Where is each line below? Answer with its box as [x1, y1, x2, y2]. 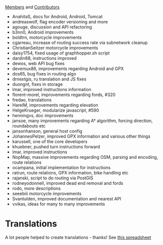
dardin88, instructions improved [12, 55, 77, 61]
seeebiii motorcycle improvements [12, 191, 82, 196]
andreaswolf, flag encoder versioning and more [12, 19, 108, 24]
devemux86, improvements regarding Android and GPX [12, 66, 124, 72]
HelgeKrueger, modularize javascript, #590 [12, 107, 99, 113]
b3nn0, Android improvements [12, 29, 74, 35]
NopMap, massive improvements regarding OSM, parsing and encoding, [12, 154, 158, 160]
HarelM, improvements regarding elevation [12, 102, 99, 108]
